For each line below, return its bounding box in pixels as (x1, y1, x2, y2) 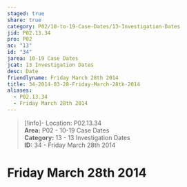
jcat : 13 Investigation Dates (7, 61, 95, 68)
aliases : (7, 87, 32, 94)
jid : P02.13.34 (7, 29, 51, 37)
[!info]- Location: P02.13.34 (23, 119, 102, 127)
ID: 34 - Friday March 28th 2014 (23, 141, 116, 149)
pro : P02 (7, 36, 32, 43)
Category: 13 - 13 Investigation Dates (23, 133, 130, 141)
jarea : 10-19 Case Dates (7, 55, 79, 62)
